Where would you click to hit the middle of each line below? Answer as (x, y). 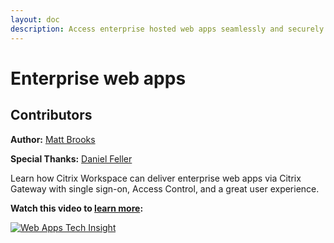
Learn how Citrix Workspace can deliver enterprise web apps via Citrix (156, 178)
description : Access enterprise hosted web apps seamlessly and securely (167, 29)
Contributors (51, 115)
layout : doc (35, 19)
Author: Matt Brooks (53, 139)
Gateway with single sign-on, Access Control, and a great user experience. (165, 188)
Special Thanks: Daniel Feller (71, 158)
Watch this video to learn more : (77, 208)
